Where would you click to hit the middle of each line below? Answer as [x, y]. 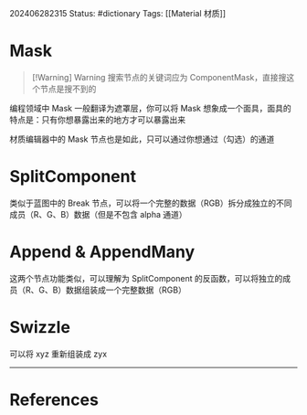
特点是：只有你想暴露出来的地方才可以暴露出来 [97, 119]
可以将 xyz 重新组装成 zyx [58, 354]
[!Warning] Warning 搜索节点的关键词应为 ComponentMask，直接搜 [159, 77]
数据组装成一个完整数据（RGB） [126, 290]
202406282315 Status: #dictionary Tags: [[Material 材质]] [118, 13]
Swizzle [40, 327]
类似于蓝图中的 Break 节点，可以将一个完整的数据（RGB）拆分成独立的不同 [151, 203]
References [54, 399]
